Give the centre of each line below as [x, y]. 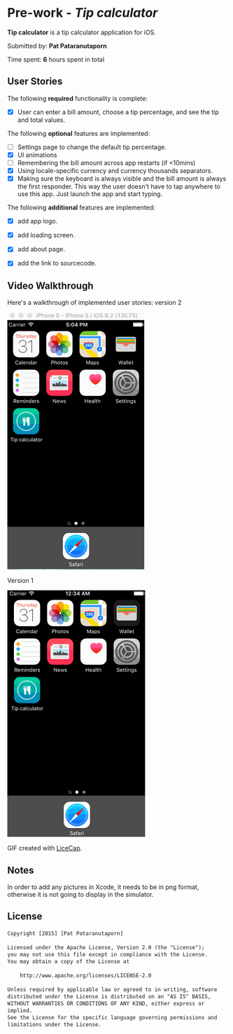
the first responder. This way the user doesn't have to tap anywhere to [119, 186]
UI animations [37, 155]
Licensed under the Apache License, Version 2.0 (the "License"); [106, 947]
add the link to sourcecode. [57, 263]
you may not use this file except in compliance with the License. [108, 954]
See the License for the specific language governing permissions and [112, 1017]
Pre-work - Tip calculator [83, 13]
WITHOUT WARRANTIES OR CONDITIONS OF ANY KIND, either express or [106, 1003]
